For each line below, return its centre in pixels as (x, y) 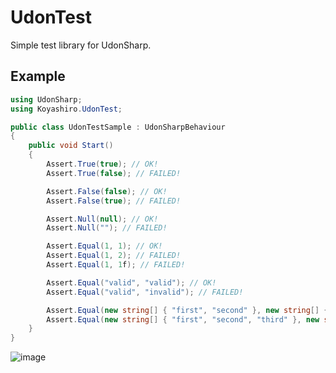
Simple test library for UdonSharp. (81, 45)
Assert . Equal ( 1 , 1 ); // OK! (104, 246)
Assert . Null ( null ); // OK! (102, 219)
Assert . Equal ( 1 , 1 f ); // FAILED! (116, 265)
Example (38, 76)
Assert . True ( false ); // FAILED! (114, 173)
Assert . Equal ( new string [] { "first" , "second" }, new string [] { (187, 310)
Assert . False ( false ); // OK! (107, 191)
